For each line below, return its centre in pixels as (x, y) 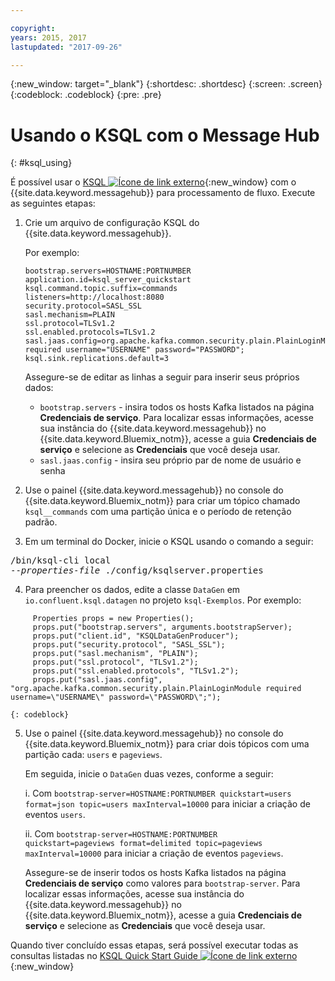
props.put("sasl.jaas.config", (97, 680)
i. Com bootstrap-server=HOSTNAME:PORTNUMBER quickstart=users (158, 793)
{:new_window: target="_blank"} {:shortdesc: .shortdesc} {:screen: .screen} (166, 84)
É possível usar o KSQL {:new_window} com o (153, 182)
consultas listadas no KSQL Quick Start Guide (104, 956)
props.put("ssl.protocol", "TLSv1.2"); (115, 662)
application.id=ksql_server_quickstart (108, 280)
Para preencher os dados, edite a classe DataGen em (132, 590)
